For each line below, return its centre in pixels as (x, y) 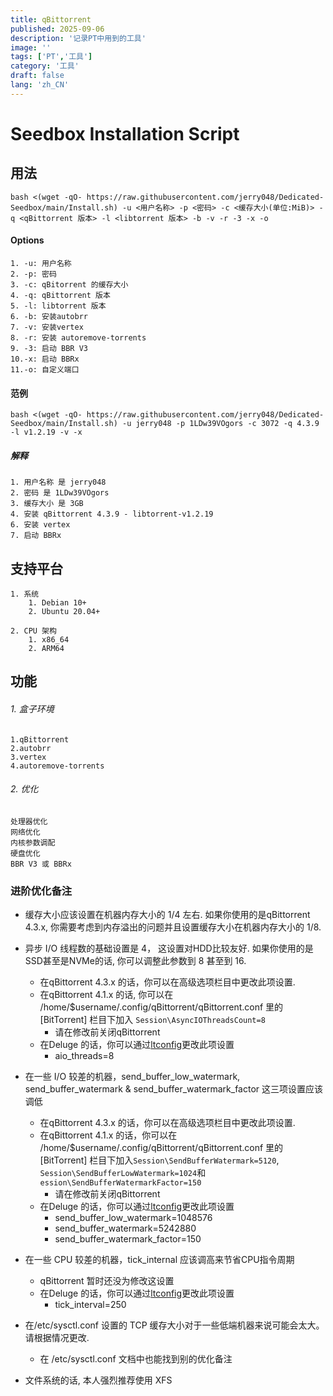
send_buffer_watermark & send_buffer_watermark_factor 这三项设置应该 (174, 1089)
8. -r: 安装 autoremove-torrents (78, 337)
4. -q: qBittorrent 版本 (60, 295)
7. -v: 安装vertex (47, 327)
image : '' (31, 47)
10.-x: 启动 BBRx (45, 359)
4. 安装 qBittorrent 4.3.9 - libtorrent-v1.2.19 (112, 514)
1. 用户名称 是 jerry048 (58, 482)
